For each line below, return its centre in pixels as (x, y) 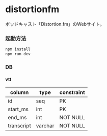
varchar (45, 126)
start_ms (18, 109)
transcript (20, 126)
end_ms (17, 118)
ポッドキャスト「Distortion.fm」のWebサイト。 (55, 24)
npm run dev (18, 54)
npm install (18, 49)
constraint (72, 92)
